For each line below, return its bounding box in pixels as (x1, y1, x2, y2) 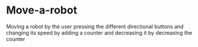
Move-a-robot (6, 4, 78, 17)
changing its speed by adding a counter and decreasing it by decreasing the (6, 29, 193, 36)
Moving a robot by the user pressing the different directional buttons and (6, 23, 184, 30)
